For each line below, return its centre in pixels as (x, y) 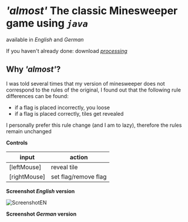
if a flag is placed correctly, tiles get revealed (69, 113)
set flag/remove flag (79, 176)
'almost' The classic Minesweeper (92, 11)
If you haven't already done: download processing (67, 51)
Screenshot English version (41, 191)
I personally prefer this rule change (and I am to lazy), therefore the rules (94, 125)
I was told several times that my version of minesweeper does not (85, 83)
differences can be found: (37, 96)
